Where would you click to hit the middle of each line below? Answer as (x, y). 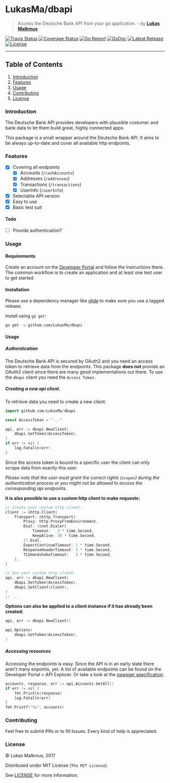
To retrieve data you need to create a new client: (56, 402)
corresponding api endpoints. (36, 488)
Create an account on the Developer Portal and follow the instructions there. (85, 267)
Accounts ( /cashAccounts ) (47, 173)
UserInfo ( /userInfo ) (41, 190)
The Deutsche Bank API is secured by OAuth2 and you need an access (79, 361)
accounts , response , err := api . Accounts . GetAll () (60, 684)
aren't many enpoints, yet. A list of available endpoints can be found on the (83, 669)
